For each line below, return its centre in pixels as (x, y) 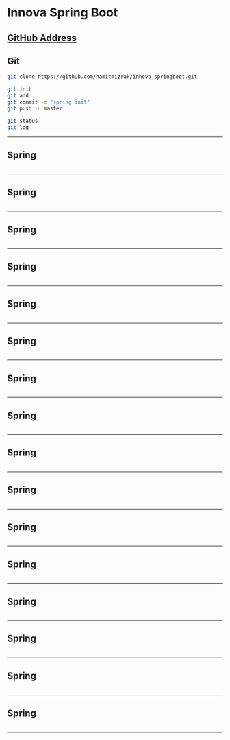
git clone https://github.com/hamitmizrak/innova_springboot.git (102, 77)
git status (23, 121)
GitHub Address (42, 38)
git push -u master (35, 108)
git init (20, 89)
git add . (21, 96)
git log (18, 127)
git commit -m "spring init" (49, 102)
